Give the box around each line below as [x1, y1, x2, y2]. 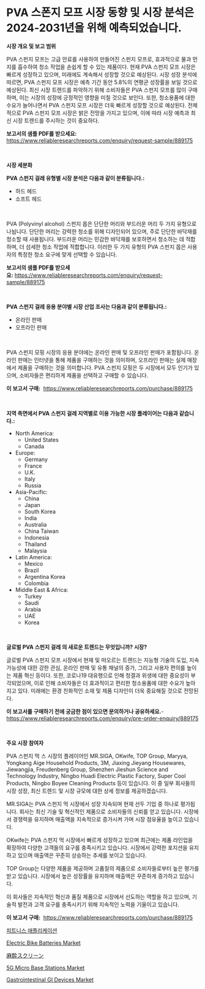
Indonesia [24, 533, 50, 541]
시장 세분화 [6, 161, 32, 169]
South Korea [24, 508, 56, 515]
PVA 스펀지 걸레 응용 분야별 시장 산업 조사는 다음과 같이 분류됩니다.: [6, 303, 167, 310]
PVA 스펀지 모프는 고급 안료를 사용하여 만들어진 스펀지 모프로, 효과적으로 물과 [6, 55, 192, 63]
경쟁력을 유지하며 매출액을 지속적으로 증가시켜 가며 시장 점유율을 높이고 [12, 815, 183, 823]
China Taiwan [24, 527, 59, 535]
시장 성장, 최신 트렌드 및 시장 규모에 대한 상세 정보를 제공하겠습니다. [6, 787, 168, 794]
